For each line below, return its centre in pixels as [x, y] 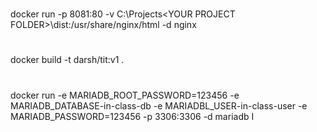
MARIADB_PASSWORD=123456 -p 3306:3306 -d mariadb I [132, 116]
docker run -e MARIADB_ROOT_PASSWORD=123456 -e [125, 95]
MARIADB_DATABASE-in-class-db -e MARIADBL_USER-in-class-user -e [159, 105]
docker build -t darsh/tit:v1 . [67, 60]
